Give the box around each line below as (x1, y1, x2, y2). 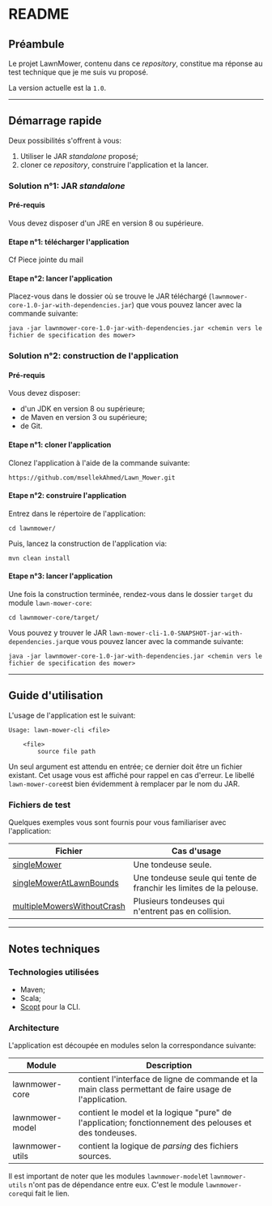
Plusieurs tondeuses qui (133, 895, 225, 907)
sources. (78, 1151, 112, 1162)
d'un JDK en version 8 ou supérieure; (19, 404, 146, 414)
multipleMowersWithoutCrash (12, 901, 125, 912)
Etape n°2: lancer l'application (8, 273, 113, 283)
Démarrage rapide (8, 114, 103, 128)
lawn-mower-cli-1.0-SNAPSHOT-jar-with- (108, 629, 244, 637)
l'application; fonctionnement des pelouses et (78, 1117, 253, 1128)
